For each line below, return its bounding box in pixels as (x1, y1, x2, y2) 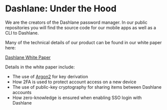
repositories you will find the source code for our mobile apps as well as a (5, 24, 157, 30)
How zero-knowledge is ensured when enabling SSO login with (12, 95, 142, 101)
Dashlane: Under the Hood (5, 3, 117, 14)
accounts (12, 89, 32, 95)
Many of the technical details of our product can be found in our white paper (5, 39, 162, 45)
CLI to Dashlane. (5, 30, 39, 36)
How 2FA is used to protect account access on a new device (12, 79, 137, 85)
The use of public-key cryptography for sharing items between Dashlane (12, 84, 162, 90)
